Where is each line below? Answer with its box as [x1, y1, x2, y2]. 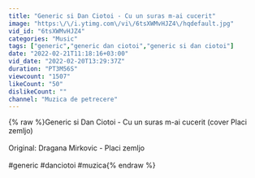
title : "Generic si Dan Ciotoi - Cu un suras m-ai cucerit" [8, 11, 217, 20]
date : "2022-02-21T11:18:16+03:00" [8, 50, 129, 58]
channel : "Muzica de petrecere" [8, 95, 118, 103]
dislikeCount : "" [8, 87, 67, 96]
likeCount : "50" [8, 80, 63, 88]
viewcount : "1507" [8, 72, 71, 80]
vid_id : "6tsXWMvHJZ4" [8, 27, 85, 35]
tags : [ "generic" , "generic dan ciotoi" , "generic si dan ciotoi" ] [8, 42, 234, 50]
